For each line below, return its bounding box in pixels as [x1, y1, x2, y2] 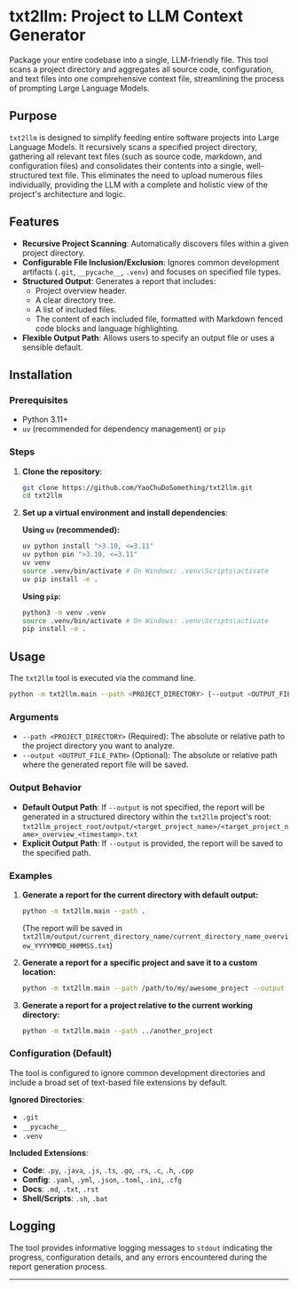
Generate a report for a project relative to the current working [21, 1000, 253, 1010]
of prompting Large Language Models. [9, 83, 150, 93]
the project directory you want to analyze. [21, 740, 176, 751]
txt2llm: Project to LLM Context [9, 6, 244, 27]
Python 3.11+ [21, 415, 69, 425]
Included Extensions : [9, 1147, 89, 1158]
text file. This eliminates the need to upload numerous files [49, 170, 263, 180]
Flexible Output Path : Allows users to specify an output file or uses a [21, 332, 275, 343]
